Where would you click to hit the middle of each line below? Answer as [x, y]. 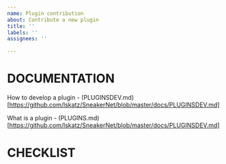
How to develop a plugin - [43, 98]
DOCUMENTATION [61, 79]
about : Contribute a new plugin [53, 20]
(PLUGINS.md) [79, 118]
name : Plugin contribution [45, 13]
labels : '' [23, 32]
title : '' [21, 26]
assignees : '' [27, 39]
